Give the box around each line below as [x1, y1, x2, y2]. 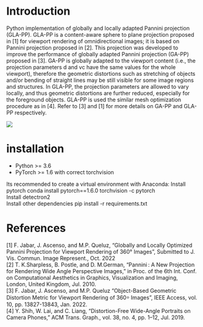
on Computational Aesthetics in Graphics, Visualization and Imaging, [6, 274, 178, 281]
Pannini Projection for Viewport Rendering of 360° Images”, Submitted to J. [6, 248, 195, 255]
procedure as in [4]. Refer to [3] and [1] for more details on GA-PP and [6, 102, 183, 109]
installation [6, 142, 65, 156]
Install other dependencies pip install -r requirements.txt [6, 200, 148, 207]
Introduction [6, 4, 71, 18]
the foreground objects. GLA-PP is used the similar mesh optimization [6, 96, 182, 103]
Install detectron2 [6, 193, 51, 200]
